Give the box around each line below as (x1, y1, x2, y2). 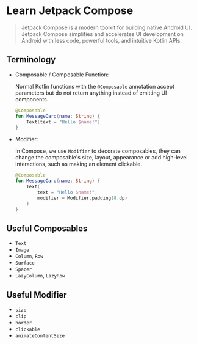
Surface (15, 260, 35, 266)
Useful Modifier (6, 290, 67, 300)
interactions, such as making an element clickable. (15, 160, 142, 168)
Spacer (15, 266, 32, 273)
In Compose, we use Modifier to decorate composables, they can (15, 147, 181, 155)
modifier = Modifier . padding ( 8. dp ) (37, 195, 128, 201)
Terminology (6, 54, 56, 65)
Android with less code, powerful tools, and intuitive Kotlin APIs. (21, 37, 182, 44)
